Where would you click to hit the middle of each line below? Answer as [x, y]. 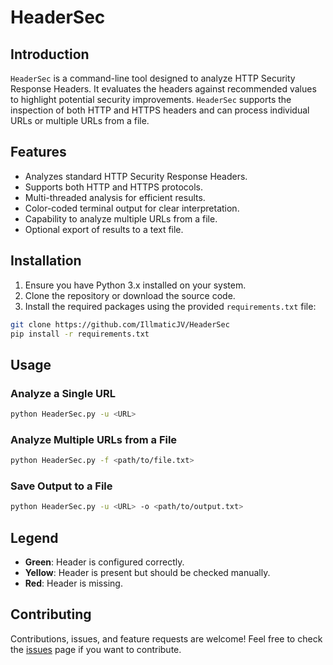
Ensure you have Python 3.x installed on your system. [135, 285]
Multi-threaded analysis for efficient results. [115, 197]
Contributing [51, 614]
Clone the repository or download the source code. [130, 295]
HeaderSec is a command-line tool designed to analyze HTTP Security [153, 78]
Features [38, 152]
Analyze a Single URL [63, 393]
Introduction [50, 54]
